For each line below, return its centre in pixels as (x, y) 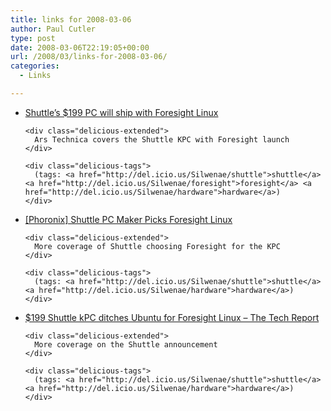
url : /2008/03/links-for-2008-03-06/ (89, 57)
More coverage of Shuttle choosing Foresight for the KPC (157, 246)
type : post (33, 38)
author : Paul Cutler (53, 29)
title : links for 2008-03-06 (71, 19)
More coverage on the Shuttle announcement (126, 344)
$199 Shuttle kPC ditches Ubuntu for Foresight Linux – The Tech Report (172, 317)
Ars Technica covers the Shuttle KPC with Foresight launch (162, 139)
